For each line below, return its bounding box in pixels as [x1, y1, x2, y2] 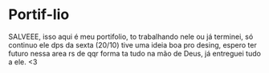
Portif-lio [8, 6, 70, 24]
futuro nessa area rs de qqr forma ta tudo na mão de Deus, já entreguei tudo [8, 48, 261, 58]
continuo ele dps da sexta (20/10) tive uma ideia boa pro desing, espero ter [8, 40, 257, 49]
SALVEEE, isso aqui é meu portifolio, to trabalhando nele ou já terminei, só [8, 32, 254, 41]
